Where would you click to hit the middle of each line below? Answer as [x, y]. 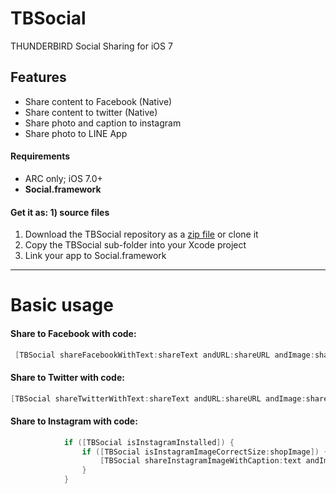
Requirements [40, 156]
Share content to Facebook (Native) [98, 101]
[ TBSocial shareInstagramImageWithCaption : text [200, 461]
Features [38, 77]
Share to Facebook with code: [73, 333]
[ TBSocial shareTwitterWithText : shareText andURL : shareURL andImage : [158, 398]
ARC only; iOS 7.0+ [63, 178]
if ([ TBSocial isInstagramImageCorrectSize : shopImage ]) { [205, 452]
